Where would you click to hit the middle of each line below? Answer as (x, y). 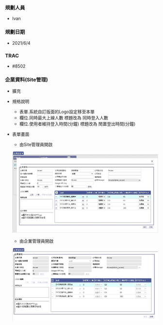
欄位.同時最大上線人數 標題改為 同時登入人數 (64, 118)
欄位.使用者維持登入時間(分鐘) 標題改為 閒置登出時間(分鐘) (77, 124)
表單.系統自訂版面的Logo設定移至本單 (57, 112)
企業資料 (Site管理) (27, 80)
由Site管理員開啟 (36, 145)
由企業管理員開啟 (36, 241)
